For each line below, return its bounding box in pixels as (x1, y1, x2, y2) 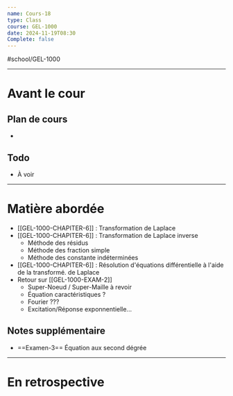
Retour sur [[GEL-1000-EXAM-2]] (17, 275, 112, 284)
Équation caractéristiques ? (27, 290, 106, 298)
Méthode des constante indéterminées (27, 253, 139, 261)
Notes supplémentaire (7, 325, 106, 337)
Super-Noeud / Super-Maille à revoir (27, 282, 132, 291)
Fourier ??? (27, 298, 60, 306)
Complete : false (7, 36, 54, 43)
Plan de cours (7, 113, 68, 125)
